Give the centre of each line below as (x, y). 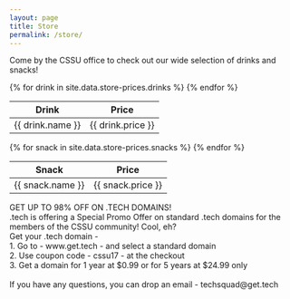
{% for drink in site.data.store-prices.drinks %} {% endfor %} (124, 88)
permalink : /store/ (46, 34)
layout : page (34, 18)
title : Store (34, 26)
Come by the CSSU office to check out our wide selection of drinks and (143, 61)
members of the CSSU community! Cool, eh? (93, 227)
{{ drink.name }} (48, 125)
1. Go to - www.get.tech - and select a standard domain (113, 246)
